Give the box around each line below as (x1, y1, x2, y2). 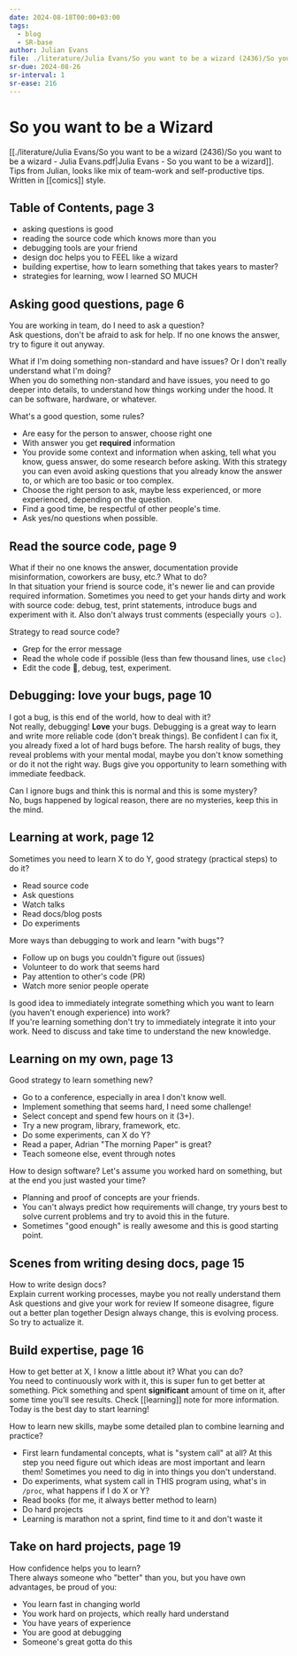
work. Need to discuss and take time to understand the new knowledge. (9, 1026, 271, 1036)
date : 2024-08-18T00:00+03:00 (9, 12, 121, 22)
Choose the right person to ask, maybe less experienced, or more (21, 485, 262, 496)
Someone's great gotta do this (21, 1636, 133, 1647)
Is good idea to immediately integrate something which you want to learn (9, 997, 275, 1008)
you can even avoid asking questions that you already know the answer (21, 466, 283, 477)
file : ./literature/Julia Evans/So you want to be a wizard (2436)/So (9, 54, 275, 63)
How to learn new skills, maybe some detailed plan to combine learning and (9, 1421, 285, 1432)
